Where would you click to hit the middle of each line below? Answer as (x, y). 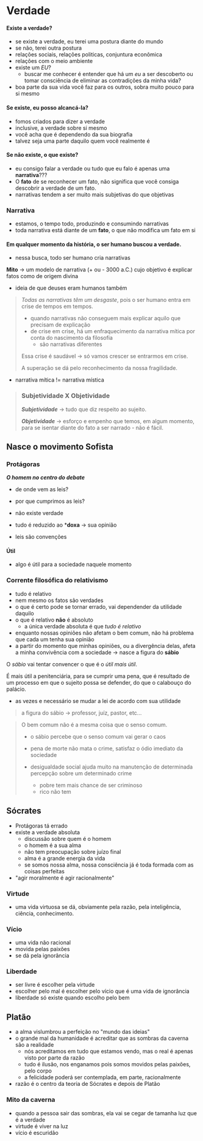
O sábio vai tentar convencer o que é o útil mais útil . (72, 664)
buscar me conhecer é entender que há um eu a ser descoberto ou (109, 74)
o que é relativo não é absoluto (54, 620)
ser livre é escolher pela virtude (55, 985)
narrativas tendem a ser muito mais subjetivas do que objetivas (94, 194)
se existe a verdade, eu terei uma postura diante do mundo (89, 42)
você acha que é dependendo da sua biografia (74, 134)
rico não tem (55, 791)
